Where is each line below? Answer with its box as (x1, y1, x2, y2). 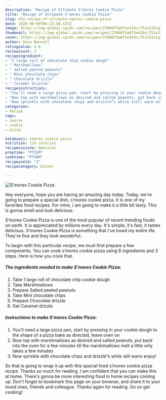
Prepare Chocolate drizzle (12, 298, 66, 304)
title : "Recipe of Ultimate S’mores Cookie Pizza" (5, 12, 112, 17)
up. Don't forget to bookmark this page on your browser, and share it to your (5, 379, 161, 385)
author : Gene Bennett (5, 40, 50, 45)
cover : (5, 35, 19, 40)
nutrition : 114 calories (5, 141, 56, 146)
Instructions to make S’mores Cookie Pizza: (5, 315, 97, 321)
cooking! (5, 389, 23, 395)
